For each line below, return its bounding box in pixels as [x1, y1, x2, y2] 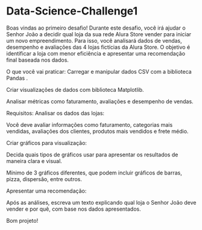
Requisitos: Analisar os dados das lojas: [6, 109, 104, 117]
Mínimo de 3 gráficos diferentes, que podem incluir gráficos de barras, [6, 169, 182, 176]
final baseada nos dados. [6, 56, 69, 63]
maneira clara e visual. [6, 157, 62, 164]
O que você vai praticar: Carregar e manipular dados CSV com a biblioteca [6, 68, 192, 75]
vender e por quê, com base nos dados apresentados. [6, 205, 141, 212]
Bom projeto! [6, 217, 39, 224]
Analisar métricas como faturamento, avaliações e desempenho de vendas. [6, 98, 194, 105]
